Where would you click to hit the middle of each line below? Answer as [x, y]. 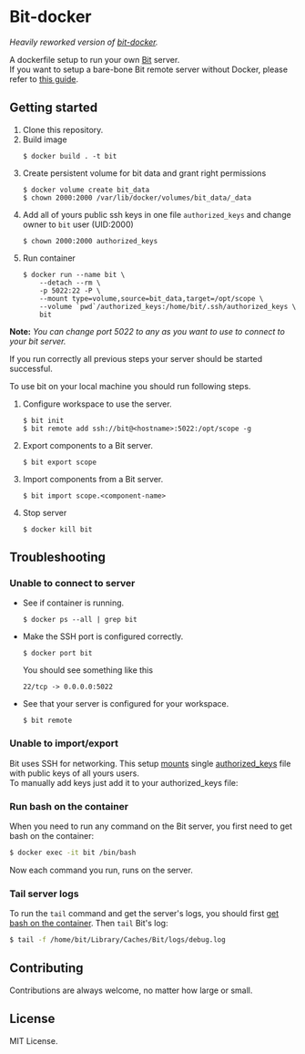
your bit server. [38, 341]
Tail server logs [44, 894]
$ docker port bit [57, 654]
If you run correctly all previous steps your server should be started [136, 358]
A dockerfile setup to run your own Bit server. [95, 59]
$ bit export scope [60, 462]
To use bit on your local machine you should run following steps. [130, 386]
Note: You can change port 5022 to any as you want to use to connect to [147, 331]
